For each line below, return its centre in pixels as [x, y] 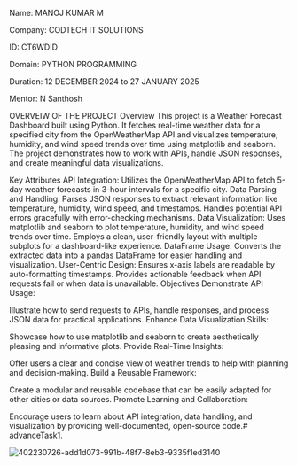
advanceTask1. [36, 435]
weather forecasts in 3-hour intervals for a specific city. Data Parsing [151, 189]
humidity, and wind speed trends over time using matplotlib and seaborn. [143, 144]
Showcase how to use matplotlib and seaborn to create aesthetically [134, 337]
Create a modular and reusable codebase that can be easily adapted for [141, 390]
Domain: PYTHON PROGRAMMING [73, 64]
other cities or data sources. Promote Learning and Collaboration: [129, 399]
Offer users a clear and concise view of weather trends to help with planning [149, 363]
